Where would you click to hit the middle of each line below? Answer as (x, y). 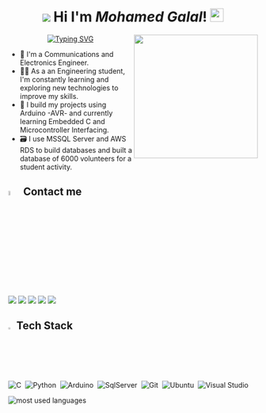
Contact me (53, 192)
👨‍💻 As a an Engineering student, (72, 70)
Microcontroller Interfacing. (64, 130)
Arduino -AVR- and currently (66, 113)
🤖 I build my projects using (63, 104)
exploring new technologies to (69, 88)
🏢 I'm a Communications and (66, 54)
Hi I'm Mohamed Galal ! (130, 17)
